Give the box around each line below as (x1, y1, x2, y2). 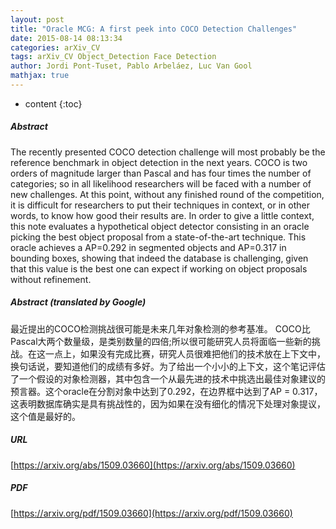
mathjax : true (10, 71, 70, 81)
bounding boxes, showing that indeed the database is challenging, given (10, 252, 309, 264)
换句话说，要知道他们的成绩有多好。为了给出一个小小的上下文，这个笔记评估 (10, 360, 326, 372)
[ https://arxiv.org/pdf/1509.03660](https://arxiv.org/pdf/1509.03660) (10, 507, 293, 519)
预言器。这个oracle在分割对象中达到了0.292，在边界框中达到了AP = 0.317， (10, 385, 323, 397)
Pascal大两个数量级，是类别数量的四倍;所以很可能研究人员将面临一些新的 (10, 335, 312, 347)
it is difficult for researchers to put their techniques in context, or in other (10, 199, 310, 211)
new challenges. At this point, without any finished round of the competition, (10, 188, 325, 200)
